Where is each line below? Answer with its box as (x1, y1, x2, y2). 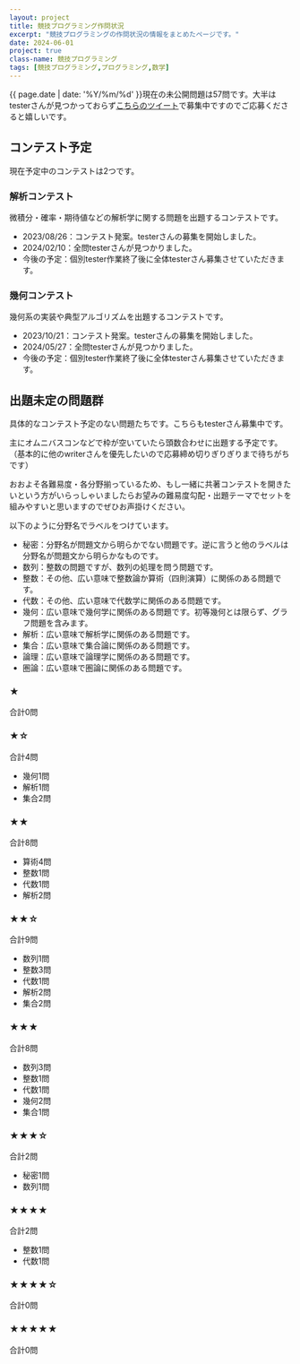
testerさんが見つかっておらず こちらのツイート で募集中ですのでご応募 (9, 99, 266, 110)
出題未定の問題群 (9, 393, 104, 408)
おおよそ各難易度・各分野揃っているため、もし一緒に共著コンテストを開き (9, 479, 284, 489)
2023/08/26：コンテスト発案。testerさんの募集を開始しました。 (21, 230, 261, 242)
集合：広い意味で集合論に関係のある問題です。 (21, 640, 195, 651)
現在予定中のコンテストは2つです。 (9, 165, 140, 176)
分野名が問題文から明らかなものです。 (21, 550, 164, 561)
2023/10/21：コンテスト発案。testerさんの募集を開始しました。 (21, 331, 258, 341)
